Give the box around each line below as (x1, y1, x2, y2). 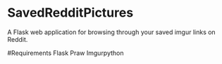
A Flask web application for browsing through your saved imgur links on (7, 28, 216, 36)
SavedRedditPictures (7, 5, 134, 21)
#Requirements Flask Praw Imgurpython (7, 49, 125, 57)
